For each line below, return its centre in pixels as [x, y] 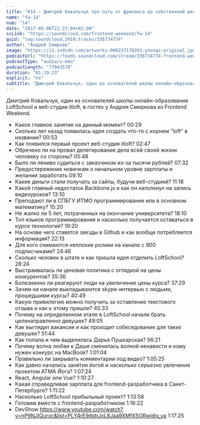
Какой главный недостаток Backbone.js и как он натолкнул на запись [103, 188]
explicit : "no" [25, 78]
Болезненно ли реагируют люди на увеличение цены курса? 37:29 [100, 283]
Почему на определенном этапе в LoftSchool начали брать [90, 314]
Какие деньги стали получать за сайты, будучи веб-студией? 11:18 [99, 182]
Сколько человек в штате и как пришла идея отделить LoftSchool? [99, 257]
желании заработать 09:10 [49, 175]
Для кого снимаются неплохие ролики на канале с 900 [85, 245]
